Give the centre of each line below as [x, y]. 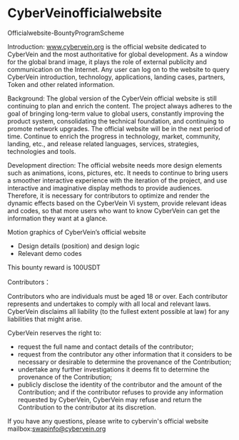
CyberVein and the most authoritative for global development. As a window [118, 54]
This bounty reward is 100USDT [54, 267]
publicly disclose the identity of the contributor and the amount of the [120, 384]
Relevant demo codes [50, 253]
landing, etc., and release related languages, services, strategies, [103, 143]
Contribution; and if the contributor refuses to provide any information [120, 392]
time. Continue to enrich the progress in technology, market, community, [114, 136]
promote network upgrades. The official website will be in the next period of [119, 128]
